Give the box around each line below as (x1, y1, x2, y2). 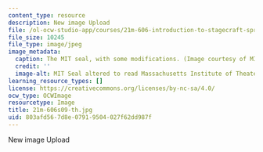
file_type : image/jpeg (8, 41, 82, 49)
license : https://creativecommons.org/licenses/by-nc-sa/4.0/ (8, 84, 215, 92)
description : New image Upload (8, 19, 110, 27)
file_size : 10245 (8, 33, 65, 42)
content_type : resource (8, 11, 86, 20)
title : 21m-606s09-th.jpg (8, 107, 92, 114)
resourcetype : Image (8, 99, 76, 107)
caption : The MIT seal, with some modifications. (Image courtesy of (15, 56, 247, 63)
